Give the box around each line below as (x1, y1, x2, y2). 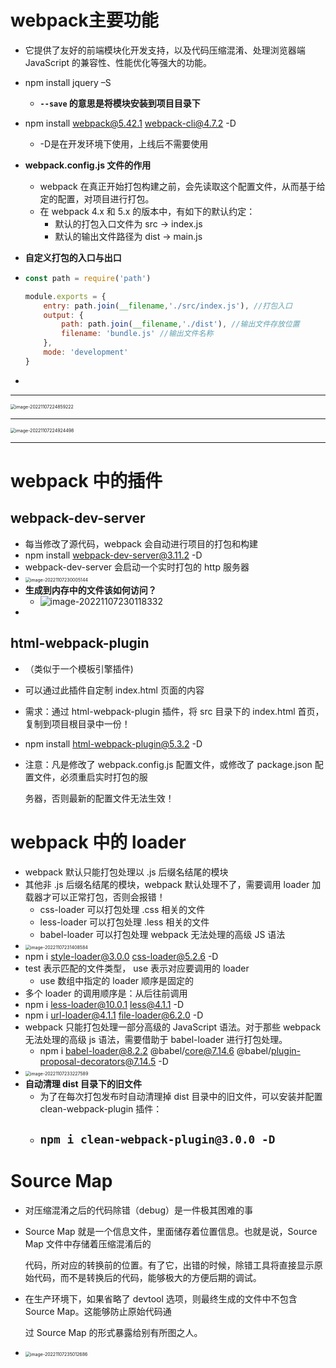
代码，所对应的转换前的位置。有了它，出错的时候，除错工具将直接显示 (24, 1259, 315, 1271)
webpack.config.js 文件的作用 (24, 159, 152, 171)
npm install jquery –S (24, 76, 112, 88)
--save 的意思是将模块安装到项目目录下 (39, 97, 201, 109)
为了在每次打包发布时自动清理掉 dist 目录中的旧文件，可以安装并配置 (39, 1090, 323, 1102)
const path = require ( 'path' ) (24, 273, 152, 283)
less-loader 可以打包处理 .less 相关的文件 (39, 916, 210, 928)
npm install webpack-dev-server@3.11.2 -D (24, 549, 203, 561)
